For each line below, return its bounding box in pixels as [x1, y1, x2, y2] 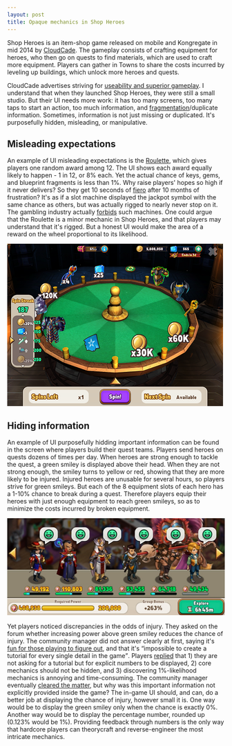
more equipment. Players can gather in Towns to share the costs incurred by [7, 60, 225, 69]
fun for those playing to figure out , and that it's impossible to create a [7, 644, 207, 652]
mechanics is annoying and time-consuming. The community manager [7, 674, 209, 682]
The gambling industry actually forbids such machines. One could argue [7, 208, 213, 216]
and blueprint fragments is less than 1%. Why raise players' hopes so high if [7, 179, 223, 187]
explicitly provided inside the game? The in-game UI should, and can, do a [7, 689, 219, 697]
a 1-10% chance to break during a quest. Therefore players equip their [7, 490, 207, 498]
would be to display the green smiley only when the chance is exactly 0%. [7, 703, 218, 711]
